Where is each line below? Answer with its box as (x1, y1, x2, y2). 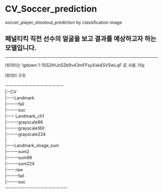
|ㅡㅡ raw (5, 166, 23, 173)
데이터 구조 (5, 72, 26, 78)
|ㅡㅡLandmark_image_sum (5, 142, 59, 148)
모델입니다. (5, 44, 37, 52)
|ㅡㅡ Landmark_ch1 (5, 113, 45, 119)
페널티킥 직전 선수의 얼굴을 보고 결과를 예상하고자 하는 (5, 35, 157, 43)
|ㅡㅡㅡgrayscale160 (5, 125, 45, 131)
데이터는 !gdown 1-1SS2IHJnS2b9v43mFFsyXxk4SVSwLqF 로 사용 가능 (5, 62, 145, 68)
